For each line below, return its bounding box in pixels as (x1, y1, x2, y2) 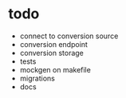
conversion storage (19, 48, 84, 57)
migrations (19, 73, 56, 83)
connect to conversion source (19, 31, 119, 41)
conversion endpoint (19, 39, 88, 49)
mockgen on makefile (19, 65, 92, 74)
